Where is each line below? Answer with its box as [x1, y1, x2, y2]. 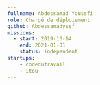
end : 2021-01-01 [19, 42, 66, 49]
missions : [7, 29, 36, 36]
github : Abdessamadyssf [7, 23, 75, 29]
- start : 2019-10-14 [13, 36, 72, 42]
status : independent [19, 49, 78, 56]
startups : [7, 55, 36, 62]
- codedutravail [19, 61, 66, 68]
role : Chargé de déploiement [7, 16, 90, 23]
